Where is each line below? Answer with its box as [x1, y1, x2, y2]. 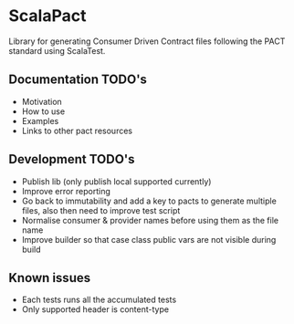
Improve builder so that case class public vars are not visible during [21, 234, 277, 245]
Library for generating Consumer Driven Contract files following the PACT [8, 36, 286, 47]
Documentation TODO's [8, 72, 148, 88]
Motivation [21, 96, 63, 107]
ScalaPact [8, 5, 87, 26]
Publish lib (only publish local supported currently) [21, 175, 212, 187]
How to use [21, 106, 66, 117]
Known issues [8, 270, 91, 286]
